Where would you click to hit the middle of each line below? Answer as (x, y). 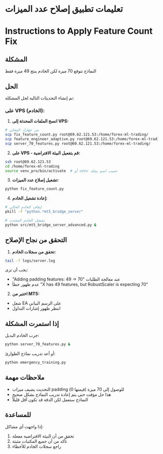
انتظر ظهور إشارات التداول (36, 308)
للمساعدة (18, 415)
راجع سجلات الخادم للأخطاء (37, 446)
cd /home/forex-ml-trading (32, 166)
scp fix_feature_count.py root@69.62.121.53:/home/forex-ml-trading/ (77, 135)
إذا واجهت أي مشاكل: (24, 426)
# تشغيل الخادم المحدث (25, 220)
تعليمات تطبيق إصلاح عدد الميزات (64, 9)
